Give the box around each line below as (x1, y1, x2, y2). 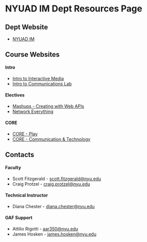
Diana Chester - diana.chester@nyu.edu (12, 203, 95, 209)
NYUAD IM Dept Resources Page (5, 3, 143, 14)
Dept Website (5, 23, 48, 31)
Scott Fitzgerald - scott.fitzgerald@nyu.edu (12, 175, 101, 182)
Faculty (5, 164, 21, 170)
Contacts (5, 150, 35, 159)
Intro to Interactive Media (12, 75, 64, 81)
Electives (5, 92, 25, 98)
